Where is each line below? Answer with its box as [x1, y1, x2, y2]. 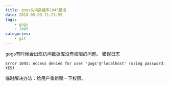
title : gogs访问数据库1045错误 [5, 7, 66, 13]
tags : [5, 17, 17, 22]
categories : [5, 31, 31, 36]
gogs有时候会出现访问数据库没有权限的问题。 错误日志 [5, 51, 120, 57]
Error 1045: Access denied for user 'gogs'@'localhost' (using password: [5, 61, 166, 66]
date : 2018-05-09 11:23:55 [5, 12, 63, 17]
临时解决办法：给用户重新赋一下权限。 [5, 75, 86, 81]
